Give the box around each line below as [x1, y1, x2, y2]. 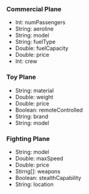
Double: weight [15, 93, 54, 101]
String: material [15, 87, 54, 94]
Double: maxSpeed [15, 154, 63, 162]
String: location [15, 181, 54, 188]
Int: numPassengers [15, 19, 66, 26]
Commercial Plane [6, 5, 62, 13]
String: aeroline [15, 25, 54, 32]
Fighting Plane [6, 134, 50, 143]
